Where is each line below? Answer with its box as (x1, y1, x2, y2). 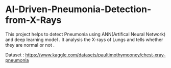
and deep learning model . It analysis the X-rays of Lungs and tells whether (5, 37, 163, 43)
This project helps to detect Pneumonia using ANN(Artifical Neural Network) (5, 31, 166, 37)
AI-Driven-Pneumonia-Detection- (5, 4, 152, 15)
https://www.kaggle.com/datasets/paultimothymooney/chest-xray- (25, 52, 166, 58)
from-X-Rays (5, 14, 62, 26)
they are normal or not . (5, 42, 55, 48)
